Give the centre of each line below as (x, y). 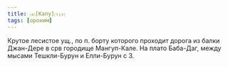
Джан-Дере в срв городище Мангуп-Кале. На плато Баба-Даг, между (114, 48)
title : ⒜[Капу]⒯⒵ (36, 14)
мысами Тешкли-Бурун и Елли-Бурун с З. (71, 55)
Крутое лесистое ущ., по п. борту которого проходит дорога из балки (114, 40)
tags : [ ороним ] (30, 20)
